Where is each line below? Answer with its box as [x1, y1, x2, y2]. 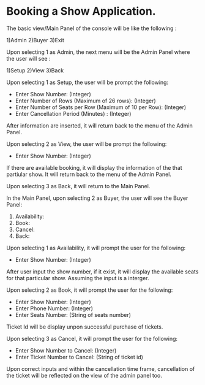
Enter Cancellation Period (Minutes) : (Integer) [15, 110, 132, 117]
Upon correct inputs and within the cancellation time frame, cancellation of [6, 365, 195, 372]
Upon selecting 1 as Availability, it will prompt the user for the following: [6, 244, 186, 251]
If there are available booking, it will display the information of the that [6, 164, 182, 171]
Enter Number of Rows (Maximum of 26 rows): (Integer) [15, 97, 156, 104]
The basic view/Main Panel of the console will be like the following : [6, 25, 177, 32]
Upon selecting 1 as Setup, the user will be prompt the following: [6, 78, 169, 86]
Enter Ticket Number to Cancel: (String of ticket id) [15, 353, 144, 360]
